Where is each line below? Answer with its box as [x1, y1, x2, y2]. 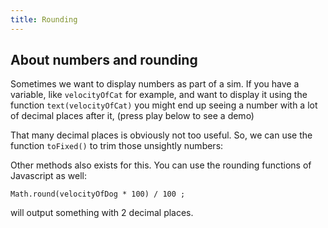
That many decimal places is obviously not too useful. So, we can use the [10, 129, 313, 141]
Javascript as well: [10, 170, 87, 182]
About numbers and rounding [10, 52, 198, 69]
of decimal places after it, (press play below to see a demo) [10, 110, 255, 122]
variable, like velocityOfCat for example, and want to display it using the [10, 89, 308, 101]
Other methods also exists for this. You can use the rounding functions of [10, 159, 312, 171]
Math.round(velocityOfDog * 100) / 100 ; [10, 189, 186, 200]
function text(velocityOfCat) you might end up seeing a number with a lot [10, 99, 318, 111]
